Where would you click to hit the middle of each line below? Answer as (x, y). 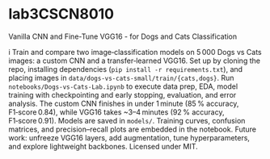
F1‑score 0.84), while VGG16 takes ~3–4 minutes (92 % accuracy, (116, 112)
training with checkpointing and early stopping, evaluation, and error (122, 94)
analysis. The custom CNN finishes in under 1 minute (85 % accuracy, (124, 103)
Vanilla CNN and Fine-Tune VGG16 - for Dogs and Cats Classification (123, 36)
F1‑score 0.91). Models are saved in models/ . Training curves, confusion (127, 120)
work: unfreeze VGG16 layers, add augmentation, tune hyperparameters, (129, 137)
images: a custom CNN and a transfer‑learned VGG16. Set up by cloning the (135, 61)
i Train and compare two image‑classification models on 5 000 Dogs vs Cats (135, 52)
